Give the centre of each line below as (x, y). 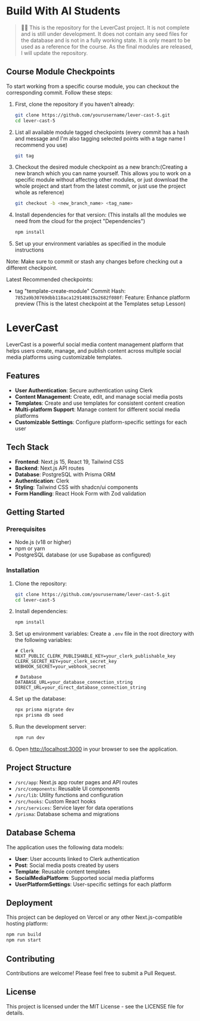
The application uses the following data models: (65, 847)
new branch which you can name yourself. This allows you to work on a (103, 173)
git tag (24, 156)
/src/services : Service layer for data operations (74, 808)
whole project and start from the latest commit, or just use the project (100, 186)
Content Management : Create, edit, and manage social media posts (99, 396)
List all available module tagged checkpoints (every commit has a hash (102, 132)
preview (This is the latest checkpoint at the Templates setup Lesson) (100, 304)
